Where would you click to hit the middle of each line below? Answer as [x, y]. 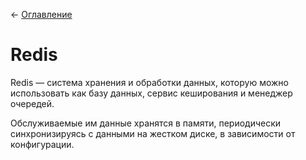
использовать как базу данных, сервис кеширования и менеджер [151, 93]
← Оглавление [41, 14]
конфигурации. [42, 144]
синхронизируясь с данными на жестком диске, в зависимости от [153, 133]
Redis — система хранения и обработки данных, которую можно [149, 82]
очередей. [32, 103]
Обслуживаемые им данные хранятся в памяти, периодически [146, 123]
